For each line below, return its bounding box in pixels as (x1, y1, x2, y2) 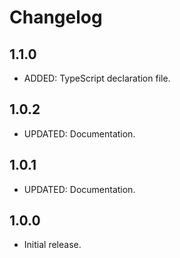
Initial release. (23, 239, 82, 251)
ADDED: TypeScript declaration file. (23, 72, 171, 84)
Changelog (9, 6, 103, 29)
